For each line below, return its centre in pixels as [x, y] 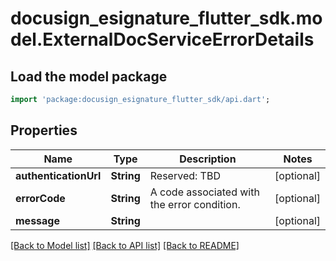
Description [208, 159]
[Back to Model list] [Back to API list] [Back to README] [125, 245]
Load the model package [89, 76]
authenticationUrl [58, 175]
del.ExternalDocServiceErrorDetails [162, 39]
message [37, 220]
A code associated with [204, 192]
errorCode [40, 198]
